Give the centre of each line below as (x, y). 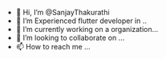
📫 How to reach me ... (53, 47)
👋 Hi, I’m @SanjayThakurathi (63, 12)
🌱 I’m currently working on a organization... (87, 29)
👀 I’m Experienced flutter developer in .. (81, 21)
